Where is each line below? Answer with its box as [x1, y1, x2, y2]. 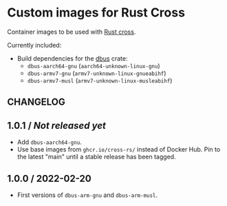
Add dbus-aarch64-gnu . [17, 138, 83, 146]
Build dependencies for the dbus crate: [17, 54, 129, 63]
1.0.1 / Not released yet [7, 119, 107, 132]
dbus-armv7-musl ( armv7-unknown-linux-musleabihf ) [27, 76, 173, 84]
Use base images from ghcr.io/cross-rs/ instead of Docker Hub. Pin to [17, 145, 221, 154]
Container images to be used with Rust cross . [7, 28, 136, 36]
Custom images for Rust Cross [7, 5, 186, 21]
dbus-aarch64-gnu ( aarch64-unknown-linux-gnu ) [27, 61, 160, 70]
